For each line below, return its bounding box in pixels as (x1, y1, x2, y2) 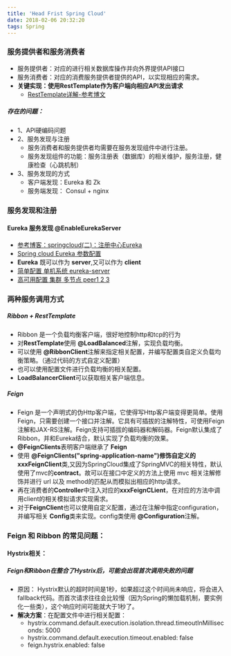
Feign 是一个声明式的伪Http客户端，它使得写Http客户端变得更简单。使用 (17, 408, 223, 416)
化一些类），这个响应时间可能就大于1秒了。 (17, 603, 138, 611)
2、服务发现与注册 (17, 134, 71, 143)
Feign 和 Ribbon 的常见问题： (7, 531, 105, 540)
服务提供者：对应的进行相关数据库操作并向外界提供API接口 (17, 64, 185, 73)
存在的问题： (7, 107, 44, 116)
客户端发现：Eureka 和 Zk (27, 178, 101, 186)
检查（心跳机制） (33, 161, 83, 169)
